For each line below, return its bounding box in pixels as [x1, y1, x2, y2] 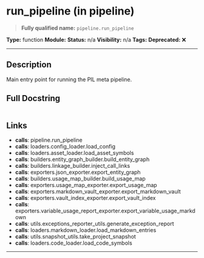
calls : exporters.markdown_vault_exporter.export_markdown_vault [15, 188, 181, 195]
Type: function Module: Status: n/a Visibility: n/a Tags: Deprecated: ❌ [6, 36, 186, 43]
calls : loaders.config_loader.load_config [15, 143, 116, 150]
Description [6, 59, 52, 70]
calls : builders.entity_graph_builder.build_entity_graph [15, 156, 150, 163]
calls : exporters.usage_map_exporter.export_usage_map [15, 182, 157, 189]
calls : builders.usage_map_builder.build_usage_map [15, 175, 146, 182]
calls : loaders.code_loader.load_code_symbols [15, 239, 132, 246]
